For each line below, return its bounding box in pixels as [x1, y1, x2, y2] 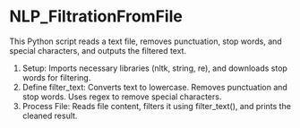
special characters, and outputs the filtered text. [9, 45, 186, 55]
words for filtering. [21, 72, 91, 82]
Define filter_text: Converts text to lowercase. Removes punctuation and [21, 81, 288, 92]
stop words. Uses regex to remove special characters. [21, 91, 222, 102]
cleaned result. [21, 110, 78, 121]
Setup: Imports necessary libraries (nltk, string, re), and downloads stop [21, 63, 288, 73]
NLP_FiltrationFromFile [9, 6, 184, 27]
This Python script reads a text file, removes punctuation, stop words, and [9, 36, 282, 47]
